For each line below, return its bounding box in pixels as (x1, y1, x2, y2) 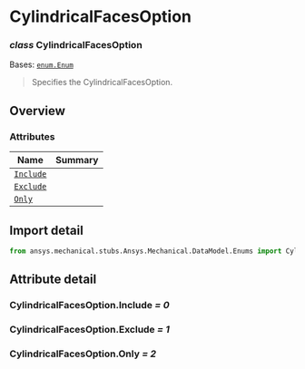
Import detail (9, 222, 84, 238)
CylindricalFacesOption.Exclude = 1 (9, 324, 171, 336)
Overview (9, 102, 66, 119)
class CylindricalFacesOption (9, 39, 143, 52)
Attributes (9, 130, 55, 142)
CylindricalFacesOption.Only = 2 (9, 347, 157, 360)
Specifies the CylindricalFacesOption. (31, 77, 173, 88)
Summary (55, 154, 99, 167)
